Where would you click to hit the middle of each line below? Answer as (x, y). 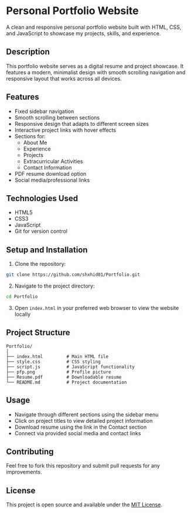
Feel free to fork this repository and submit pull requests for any (83, 466)
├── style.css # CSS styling (53, 362)
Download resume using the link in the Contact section (81, 427)
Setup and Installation (47, 250)
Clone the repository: (40, 264)
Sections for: (30, 136)
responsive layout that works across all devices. (64, 78)
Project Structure (38, 333)
